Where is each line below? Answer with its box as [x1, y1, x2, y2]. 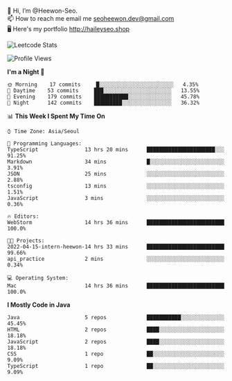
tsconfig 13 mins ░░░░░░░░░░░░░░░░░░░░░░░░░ [7, 183, 225, 189]
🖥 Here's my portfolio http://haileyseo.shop [7, 25, 130, 33]
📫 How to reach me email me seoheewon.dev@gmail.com [7, 15, 175, 22]
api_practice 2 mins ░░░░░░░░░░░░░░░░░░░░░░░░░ [7, 255, 225, 262]
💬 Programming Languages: [7, 140, 82, 147]
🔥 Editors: [7, 213, 39, 220]
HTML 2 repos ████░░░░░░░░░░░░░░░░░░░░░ [7, 326, 225, 333]
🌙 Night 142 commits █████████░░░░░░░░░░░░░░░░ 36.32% [7, 99, 199, 106]
